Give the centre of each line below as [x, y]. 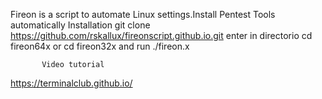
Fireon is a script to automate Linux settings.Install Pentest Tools [143, 14]
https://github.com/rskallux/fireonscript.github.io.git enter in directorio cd [161, 35]
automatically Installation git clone [80, 25]
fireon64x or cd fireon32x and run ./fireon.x [100, 46]
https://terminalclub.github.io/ [71, 83]
